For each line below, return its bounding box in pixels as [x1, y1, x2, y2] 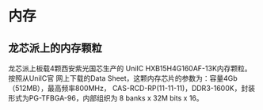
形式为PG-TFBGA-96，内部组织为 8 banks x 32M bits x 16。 [8, 93, 204, 103]
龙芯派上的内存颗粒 [8, 41, 102, 55]
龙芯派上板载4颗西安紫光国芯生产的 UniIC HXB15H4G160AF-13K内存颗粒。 [8, 64, 252, 73]
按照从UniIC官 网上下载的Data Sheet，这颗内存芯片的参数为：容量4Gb [8, 74, 238, 83]
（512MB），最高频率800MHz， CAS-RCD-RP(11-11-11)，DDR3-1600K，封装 [8, 84, 256, 93]
